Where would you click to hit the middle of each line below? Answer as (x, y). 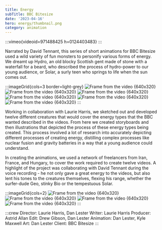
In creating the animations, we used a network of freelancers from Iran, (76, 158)
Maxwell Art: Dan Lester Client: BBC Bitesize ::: (52, 224)
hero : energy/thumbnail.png (34, 23)
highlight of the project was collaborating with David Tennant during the (77, 168)
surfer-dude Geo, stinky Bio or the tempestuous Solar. (59, 184)
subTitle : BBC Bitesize (29, 14)
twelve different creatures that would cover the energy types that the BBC (79, 117)
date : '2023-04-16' (25, 19)
